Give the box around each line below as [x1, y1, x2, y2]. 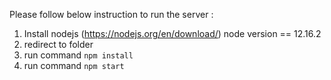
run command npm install [23, 49, 134, 61]
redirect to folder [23, 39, 94, 50]
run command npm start [23, 60, 125, 71]
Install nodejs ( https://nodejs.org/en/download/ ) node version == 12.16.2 [23, 28, 322, 39]
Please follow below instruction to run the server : [9, 9, 214, 20]
